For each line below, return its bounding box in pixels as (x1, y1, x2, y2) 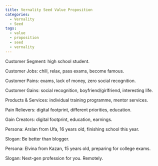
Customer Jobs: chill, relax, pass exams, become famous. (5, 68, 124, 74)
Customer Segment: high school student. (5, 58, 90, 64)
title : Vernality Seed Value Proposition (5, 7, 93, 12)
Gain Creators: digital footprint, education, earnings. (5, 116, 112, 122)
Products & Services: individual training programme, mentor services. (5, 97, 148, 103)
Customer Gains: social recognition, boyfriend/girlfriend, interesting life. (5, 87, 153, 93)
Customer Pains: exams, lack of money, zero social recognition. (5, 77, 136, 83)
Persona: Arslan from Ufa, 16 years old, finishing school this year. (5, 126, 139, 132)
